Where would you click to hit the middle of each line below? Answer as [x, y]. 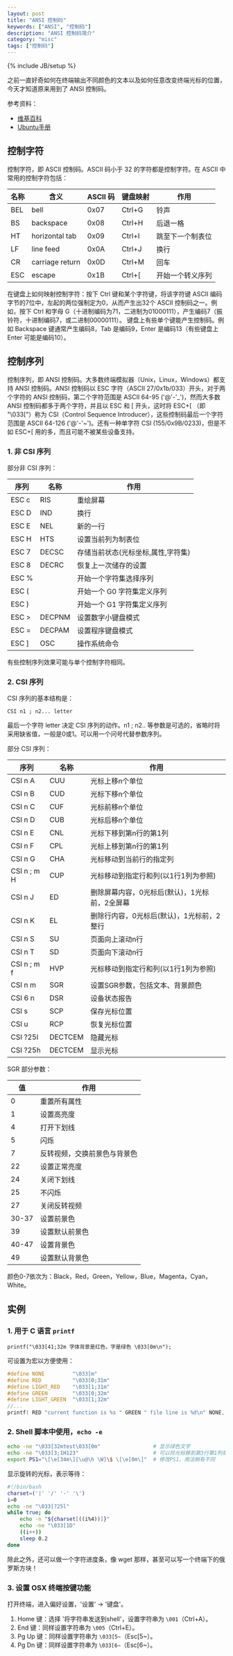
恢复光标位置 [111, 1024]
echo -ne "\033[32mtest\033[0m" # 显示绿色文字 [99, 1447]
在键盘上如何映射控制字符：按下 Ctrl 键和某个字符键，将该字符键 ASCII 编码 [115, 294]
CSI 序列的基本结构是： [41, 698]
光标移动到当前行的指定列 [132, 860]
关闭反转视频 [61, 1206]
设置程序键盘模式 [105, 630]
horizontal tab [54, 236]
